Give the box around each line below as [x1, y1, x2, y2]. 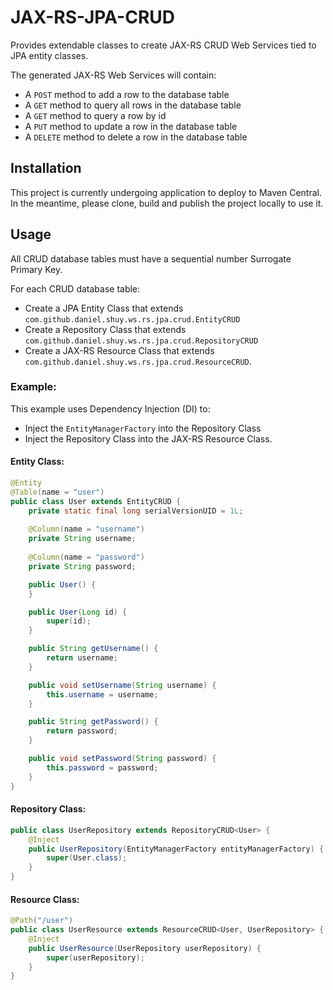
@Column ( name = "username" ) [28, 524, 145, 535]
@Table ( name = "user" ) [10, 487, 105, 497]
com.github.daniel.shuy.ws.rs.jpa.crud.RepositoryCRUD [24, 336, 259, 346]
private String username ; [28, 534, 137, 544]
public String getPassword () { [28, 717, 159, 727]
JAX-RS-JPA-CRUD [10, 6, 175, 29]
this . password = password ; [46, 762, 159, 773]
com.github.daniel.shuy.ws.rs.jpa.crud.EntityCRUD [24, 314, 241, 325]
